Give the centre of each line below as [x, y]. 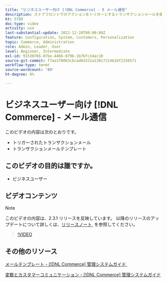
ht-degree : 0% [20, 74]
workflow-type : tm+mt [28, 65]
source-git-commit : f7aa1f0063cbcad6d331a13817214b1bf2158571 [71, 61]
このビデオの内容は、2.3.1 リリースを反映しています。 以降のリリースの [78, 218]
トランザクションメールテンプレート [49, 148]
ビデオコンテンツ [31, 196]
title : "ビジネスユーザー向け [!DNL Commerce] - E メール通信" [66, 10]
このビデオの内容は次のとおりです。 [42, 132]
